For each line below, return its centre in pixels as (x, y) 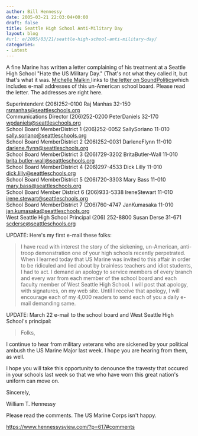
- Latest (17, 50)
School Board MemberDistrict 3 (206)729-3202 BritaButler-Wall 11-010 (92, 154)
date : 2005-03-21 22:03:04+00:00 (47, 17)
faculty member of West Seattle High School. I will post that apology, (104, 284)
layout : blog (22, 34)
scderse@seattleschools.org (41, 224)
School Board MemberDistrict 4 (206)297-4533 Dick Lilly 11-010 (84, 167)
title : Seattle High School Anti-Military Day (64, 28)
